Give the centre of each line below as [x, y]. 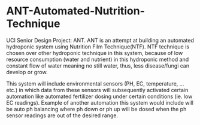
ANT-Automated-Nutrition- [76, 11]
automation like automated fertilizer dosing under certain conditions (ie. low [99, 96]
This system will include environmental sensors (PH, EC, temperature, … [95, 83]
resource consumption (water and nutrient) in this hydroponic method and [98, 59]
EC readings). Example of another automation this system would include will [100, 102]
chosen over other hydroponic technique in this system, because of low [95, 53]
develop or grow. [27, 72]
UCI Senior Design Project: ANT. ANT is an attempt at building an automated [100, 40]
